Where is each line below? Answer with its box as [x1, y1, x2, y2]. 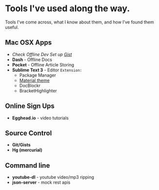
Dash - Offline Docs [12, 57, 53, 63]
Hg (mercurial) [12, 147, 43, 153]
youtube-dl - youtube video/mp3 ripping [12, 174, 94, 180]
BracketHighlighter [19, 87, 57, 93]
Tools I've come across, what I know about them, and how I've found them [5, 19, 154, 25]
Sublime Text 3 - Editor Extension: [12, 67, 82, 73]
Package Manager [19, 72, 56, 78]
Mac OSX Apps [5, 39, 52, 47]
